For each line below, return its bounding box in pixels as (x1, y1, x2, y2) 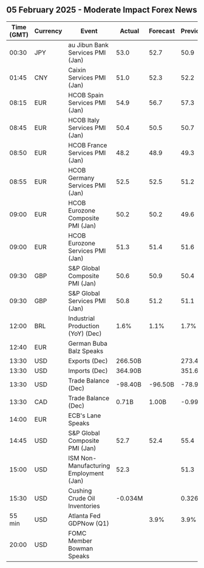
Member (67, 536, 92, 545)
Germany (67, 173, 95, 182)
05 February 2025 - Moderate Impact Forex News (6, 5, 197, 15)
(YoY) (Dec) (67, 329, 102, 338)
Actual (120, 27, 140, 35)
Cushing (67, 486, 92, 494)
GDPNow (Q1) (67, 519, 109, 527)
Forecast (148, 27, 175, 35)
